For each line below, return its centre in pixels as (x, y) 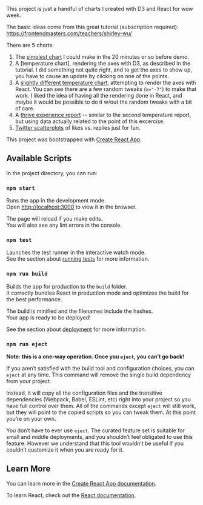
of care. (25, 108)
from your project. (29, 381)
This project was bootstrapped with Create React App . (74, 139)
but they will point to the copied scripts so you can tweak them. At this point (101, 412)
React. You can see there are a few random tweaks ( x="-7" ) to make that (106, 89)
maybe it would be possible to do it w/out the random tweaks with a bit (103, 102)
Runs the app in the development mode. (56, 201)
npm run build (27, 274)
